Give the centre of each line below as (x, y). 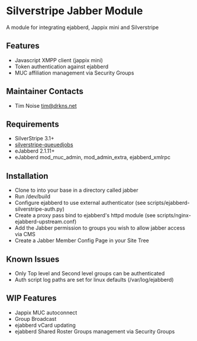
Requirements (33, 124)
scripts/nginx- (174, 215)
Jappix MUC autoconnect (46, 313)
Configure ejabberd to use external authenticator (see (80, 203)
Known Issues (33, 259)
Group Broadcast (35, 319)
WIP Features (31, 298)
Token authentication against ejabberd (62, 66)
